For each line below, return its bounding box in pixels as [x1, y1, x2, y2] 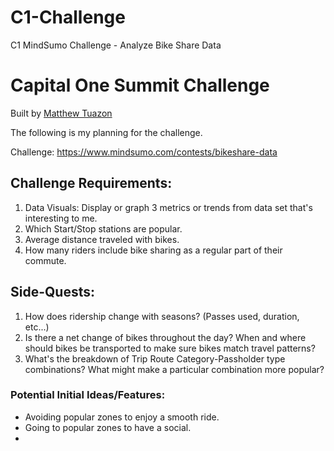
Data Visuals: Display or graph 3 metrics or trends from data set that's [24, 201, 313, 213]
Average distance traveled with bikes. [24, 233, 180, 245]
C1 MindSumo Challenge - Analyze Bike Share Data [10, 39, 222, 51]
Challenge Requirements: [10, 175, 173, 192]
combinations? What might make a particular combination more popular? [24, 363, 325, 375]
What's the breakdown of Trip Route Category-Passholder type [24, 352, 286, 365]
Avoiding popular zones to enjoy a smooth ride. [24, 411, 220, 423]
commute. [24, 254, 67, 266]
